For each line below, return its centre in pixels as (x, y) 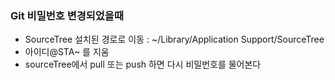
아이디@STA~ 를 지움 (67, 52)
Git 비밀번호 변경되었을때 (67, 15)
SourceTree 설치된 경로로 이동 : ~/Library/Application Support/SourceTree (174, 39)
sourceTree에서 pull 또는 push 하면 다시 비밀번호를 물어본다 (143, 64)
